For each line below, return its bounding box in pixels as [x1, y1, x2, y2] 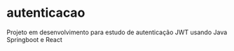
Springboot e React [6, 35, 62, 43]
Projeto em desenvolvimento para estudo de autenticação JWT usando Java [6, 28, 228, 36]
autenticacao [6, 5, 85, 21]
